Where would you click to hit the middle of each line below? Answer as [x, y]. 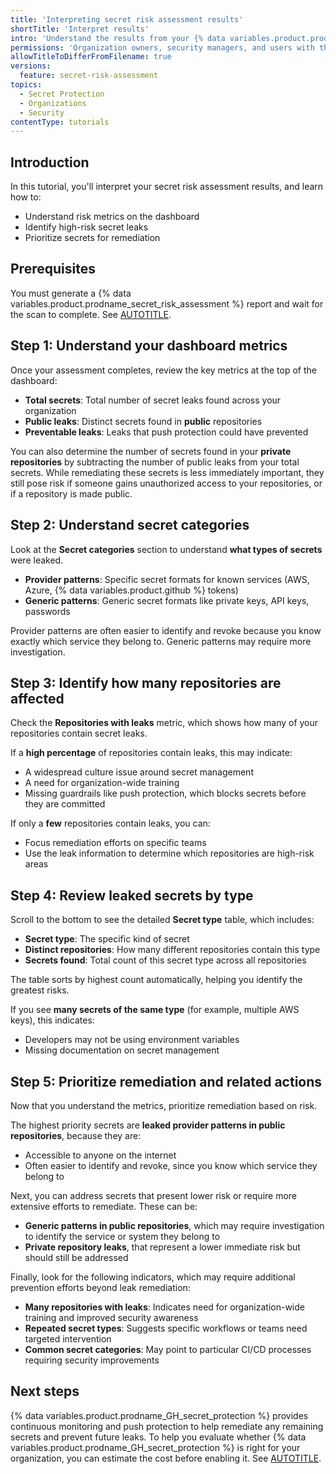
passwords [47, 611]
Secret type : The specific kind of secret [107, 939]
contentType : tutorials [60, 122]
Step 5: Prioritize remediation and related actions [166, 1081]
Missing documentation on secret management [122, 1050]
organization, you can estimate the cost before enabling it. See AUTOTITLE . [166, 1458]
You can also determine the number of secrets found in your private [151, 451]
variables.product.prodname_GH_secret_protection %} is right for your [155, 1447]
